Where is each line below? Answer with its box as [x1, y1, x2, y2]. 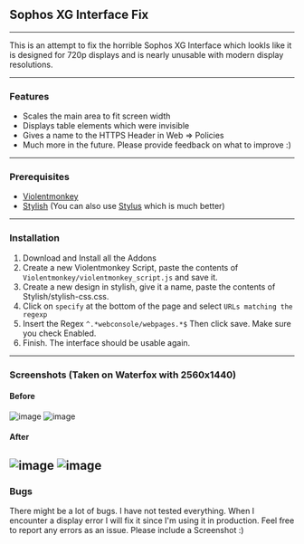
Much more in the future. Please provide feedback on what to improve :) [22, 139, 291, 150]
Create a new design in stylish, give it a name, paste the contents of [22, 281, 276, 292]
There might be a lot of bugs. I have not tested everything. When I [9, 506, 255, 517]
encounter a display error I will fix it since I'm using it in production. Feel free [9, 515, 295, 526]
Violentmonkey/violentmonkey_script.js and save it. [22, 272, 218, 282]
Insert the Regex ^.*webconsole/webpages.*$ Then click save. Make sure [22, 318, 291, 329]
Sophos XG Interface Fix [9, 7, 149, 23]
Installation [9, 232, 61, 244]
